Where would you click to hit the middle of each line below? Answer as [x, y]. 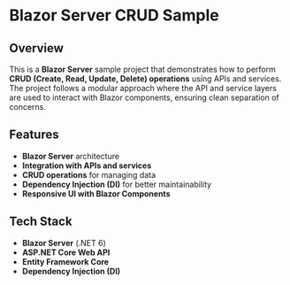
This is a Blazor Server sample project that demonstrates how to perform [142, 69]
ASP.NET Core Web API [66, 252]
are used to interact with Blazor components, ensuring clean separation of [145, 97]
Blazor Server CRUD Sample [114, 15]
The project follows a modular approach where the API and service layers [143, 88]
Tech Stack [41, 222]
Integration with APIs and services [87, 166]
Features [34, 135]
